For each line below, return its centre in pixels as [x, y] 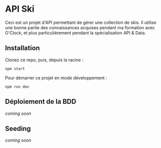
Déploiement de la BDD [41, 102]
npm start [15, 69]
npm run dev [17, 87]
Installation [22, 48]
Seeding [18, 128]
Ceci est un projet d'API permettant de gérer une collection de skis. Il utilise [81, 22]
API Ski [20, 9]
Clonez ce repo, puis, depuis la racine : [44, 60]
